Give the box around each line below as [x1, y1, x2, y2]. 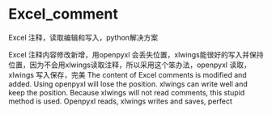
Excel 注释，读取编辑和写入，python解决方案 [8, 32, 159, 42]
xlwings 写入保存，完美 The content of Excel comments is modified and [8, 70, 247, 79]
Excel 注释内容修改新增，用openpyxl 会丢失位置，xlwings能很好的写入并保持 [8, 49, 264, 59]
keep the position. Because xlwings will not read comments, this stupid [8, 87, 245, 97]
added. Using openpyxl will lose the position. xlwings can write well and [8, 78, 249, 89]
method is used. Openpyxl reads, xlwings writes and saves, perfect [8, 96, 233, 106]
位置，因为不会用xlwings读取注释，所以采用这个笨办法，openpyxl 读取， [8, 60, 251, 70]
